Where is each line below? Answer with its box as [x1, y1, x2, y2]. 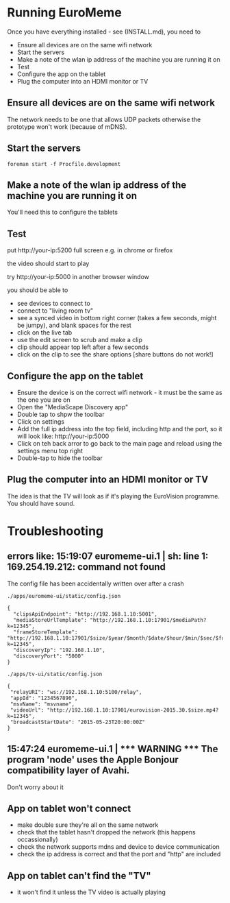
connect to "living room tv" [16, 306, 94, 315]
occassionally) [16, 835, 58, 844]
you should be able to [7, 286, 68, 294]
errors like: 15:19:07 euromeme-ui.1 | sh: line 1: [7, 551, 209, 562]
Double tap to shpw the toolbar [16, 410, 105, 418]
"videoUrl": [10, 706, 44, 714]
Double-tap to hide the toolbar [16, 454, 103, 462]
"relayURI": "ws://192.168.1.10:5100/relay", [10, 688, 142, 695]
